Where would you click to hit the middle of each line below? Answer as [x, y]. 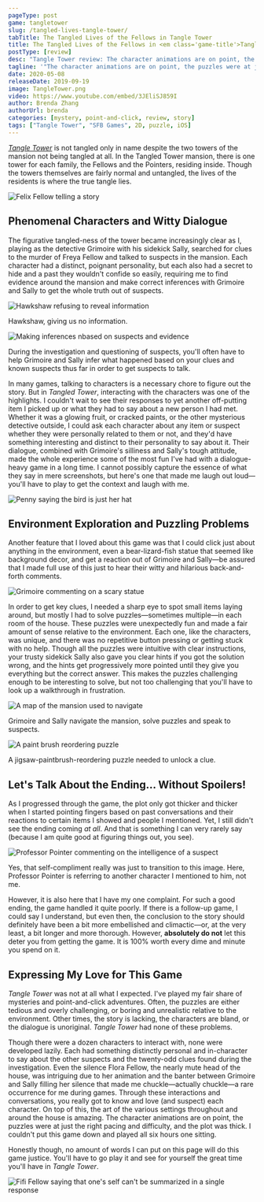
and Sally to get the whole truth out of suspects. [86, 290]
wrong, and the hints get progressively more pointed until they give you [124, 666]
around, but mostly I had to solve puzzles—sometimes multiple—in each [125, 615]
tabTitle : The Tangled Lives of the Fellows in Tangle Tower [110, 37]
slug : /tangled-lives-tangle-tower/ [68, 30]
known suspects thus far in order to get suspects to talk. [99, 368]
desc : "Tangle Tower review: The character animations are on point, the [132, 60]
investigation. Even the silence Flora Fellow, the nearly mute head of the [125, 1067]
